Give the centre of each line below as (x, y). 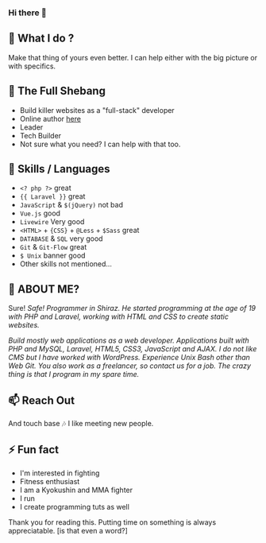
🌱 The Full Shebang (57, 91)
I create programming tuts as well (74, 506)
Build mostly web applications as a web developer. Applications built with (129, 340)
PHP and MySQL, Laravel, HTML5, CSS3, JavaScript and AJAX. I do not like (133, 349)
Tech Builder (40, 135)
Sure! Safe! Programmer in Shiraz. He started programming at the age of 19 (132, 308)
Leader (31, 127)
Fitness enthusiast (50, 481)
